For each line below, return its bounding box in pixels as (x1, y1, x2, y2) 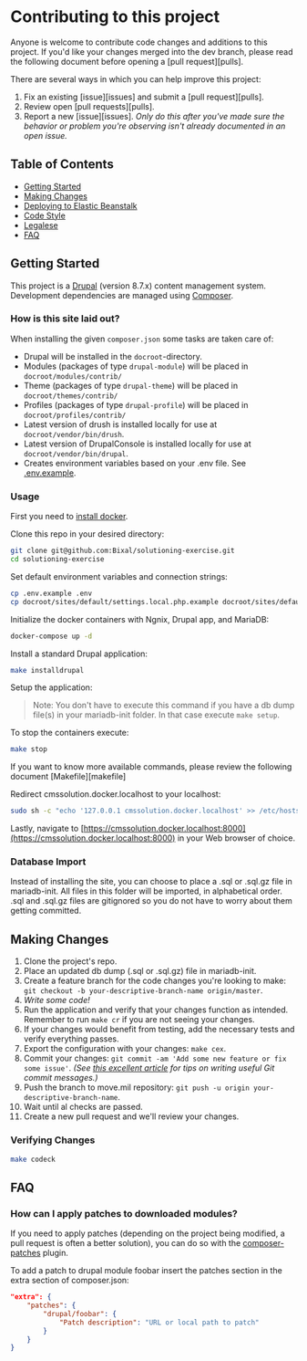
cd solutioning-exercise (10, 555, 105, 564)
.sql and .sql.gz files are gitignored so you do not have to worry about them (10, 895, 292, 906)
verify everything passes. (23, 1033, 119, 1044)
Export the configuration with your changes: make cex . (23, 1043, 227, 1054)
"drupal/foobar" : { (43, 1309, 118, 1318)
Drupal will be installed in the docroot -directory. (23, 351, 203, 361)
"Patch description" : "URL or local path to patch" (58, 1317, 260, 1327)
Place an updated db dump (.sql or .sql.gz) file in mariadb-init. (23, 966, 257, 977)
